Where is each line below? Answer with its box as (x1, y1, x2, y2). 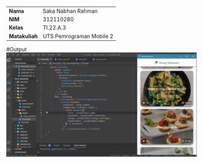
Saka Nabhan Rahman (42, 7, 98, 14)
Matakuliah (8, 32, 38, 40)
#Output (6, 46, 27, 53)
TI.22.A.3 (42, 24, 66, 31)
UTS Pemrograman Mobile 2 (42, 32, 114, 40)
